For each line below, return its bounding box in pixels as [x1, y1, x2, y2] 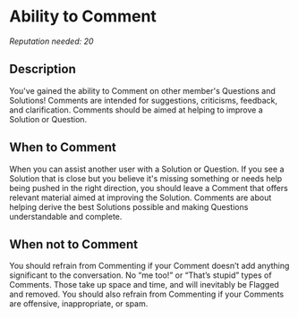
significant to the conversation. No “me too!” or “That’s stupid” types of [9, 270, 272, 280]
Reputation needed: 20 [9, 36, 94, 46]
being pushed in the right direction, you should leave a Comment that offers [9, 182, 288, 193]
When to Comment [9, 140, 116, 155]
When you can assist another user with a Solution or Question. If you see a [9, 163, 285, 174]
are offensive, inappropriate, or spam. [9, 298, 149, 309]
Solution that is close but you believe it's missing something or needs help [9, 172, 283, 184]
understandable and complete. [9, 211, 123, 222]
